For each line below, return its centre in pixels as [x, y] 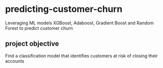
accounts [15, 61]
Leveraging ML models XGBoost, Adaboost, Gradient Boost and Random [80, 23]
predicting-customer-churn [64, 9]
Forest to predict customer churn [39, 28]
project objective [32, 44]
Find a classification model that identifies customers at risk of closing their [81, 56]
